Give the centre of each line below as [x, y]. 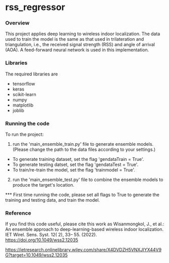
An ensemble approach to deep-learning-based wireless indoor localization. [84, 229]
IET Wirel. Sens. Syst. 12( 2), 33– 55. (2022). [51, 235]
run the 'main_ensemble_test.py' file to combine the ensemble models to [88, 180]
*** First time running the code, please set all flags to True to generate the [82, 195]
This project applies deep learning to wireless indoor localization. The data [83, 34]
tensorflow [24, 83]
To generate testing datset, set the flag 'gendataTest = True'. [75, 164]
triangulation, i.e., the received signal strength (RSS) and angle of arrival [80, 45]
